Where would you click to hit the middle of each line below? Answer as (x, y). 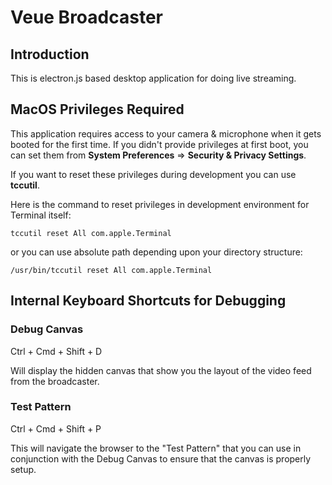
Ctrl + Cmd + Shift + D (56, 351)
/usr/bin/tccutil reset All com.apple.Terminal (111, 270)
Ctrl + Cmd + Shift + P (56, 428)
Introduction (50, 54)
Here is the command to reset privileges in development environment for (160, 204)
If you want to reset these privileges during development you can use (153, 174)
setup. (23, 469)
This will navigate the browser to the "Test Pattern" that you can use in (156, 448)
